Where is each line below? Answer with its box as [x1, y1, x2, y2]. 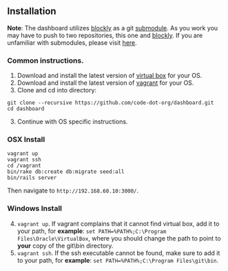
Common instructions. [7, 55, 84, 65]
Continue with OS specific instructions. [17, 117, 128, 126]
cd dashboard [7, 106, 45, 112]
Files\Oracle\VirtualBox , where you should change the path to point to [17, 234, 222, 242]
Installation [7, 6, 56, 17]
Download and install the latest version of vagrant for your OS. [17, 79, 194, 87]
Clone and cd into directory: [17, 86, 97, 94]
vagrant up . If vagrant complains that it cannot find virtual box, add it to [17, 219, 220, 228]
